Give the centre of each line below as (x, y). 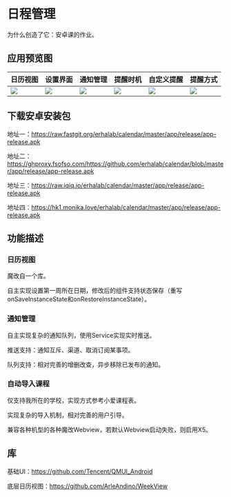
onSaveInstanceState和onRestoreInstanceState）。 (79, 299)
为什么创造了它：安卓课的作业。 (52, 34)
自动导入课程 (29, 384)
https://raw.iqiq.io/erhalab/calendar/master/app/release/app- (118, 185)
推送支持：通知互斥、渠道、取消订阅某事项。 (71, 349)
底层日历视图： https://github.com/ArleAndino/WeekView (87, 486)
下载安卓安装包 (39, 116)
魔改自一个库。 (28, 276)
